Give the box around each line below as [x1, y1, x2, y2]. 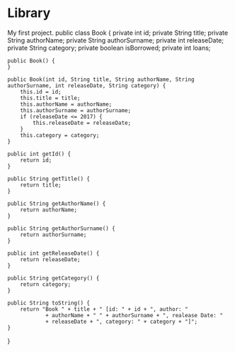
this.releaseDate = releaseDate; [33, 119, 132, 126]
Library [7, 5, 51, 21]
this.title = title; [20, 94, 81, 101]
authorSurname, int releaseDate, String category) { [7, 82, 166, 89]
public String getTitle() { [7, 175, 91, 182]
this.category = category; [20, 131, 100, 139]
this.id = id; [20, 88, 62, 95]
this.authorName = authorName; [20, 101, 113, 108]
